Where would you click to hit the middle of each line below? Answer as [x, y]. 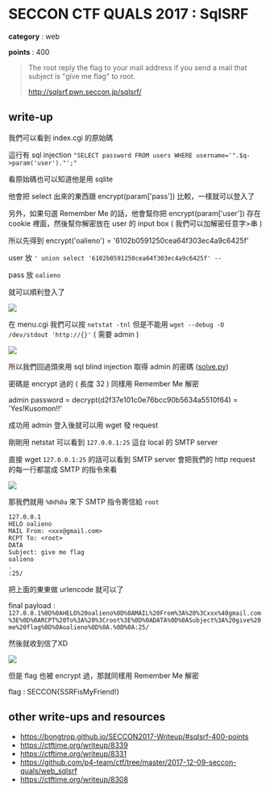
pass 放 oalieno [35, 274]
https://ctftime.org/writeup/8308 [74, 779]
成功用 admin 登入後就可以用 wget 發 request [83, 425]
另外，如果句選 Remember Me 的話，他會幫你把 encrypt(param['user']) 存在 [135, 213]
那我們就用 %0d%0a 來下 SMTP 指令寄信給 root [84, 502]
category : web [34, 36]
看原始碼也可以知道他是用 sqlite [61, 179]
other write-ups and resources [87, 717]
